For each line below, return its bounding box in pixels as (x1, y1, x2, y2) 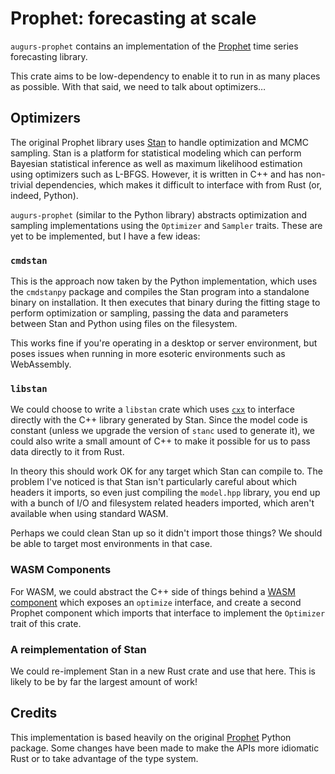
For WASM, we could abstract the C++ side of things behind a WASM (10, 585, 296, 597)
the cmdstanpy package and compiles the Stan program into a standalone (10, 286, 310, 298)
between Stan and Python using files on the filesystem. (10, 318, 238, 330)
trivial (10, 178, 33, 191)
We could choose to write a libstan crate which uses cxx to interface (10, 403, 295, 416)
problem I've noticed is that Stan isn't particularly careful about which (10, 476, 298, 488)
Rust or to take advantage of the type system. (10, 752, 199, 764)
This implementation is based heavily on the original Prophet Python (10, 731, 292, 743)
